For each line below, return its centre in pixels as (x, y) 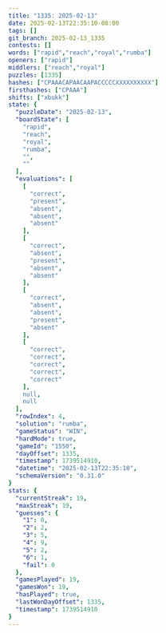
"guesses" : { (37, 513)
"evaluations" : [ (44, 179)
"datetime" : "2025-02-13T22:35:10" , (76, 469)
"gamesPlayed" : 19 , (48, 580)
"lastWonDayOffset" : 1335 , (60, 602)
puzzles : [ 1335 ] (35, 75)
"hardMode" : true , (46, 439)
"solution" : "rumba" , (51, 424)
